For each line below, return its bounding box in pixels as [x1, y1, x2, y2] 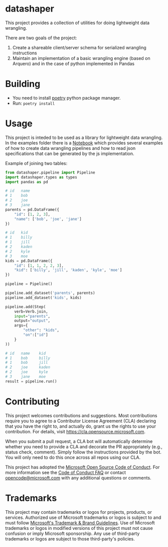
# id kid [5, 230, 28, 236]
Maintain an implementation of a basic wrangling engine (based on [12, 55, 150, 61]
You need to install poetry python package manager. [12, 95, 121, 101]
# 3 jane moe [5, 374, 46, 379]
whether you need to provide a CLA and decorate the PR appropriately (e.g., [5, 443, 163, 449]
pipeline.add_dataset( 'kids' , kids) [5, 295, 82, 300]
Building [5, 79, 41, 90]
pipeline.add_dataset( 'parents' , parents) [5, 290, 95, 296]
